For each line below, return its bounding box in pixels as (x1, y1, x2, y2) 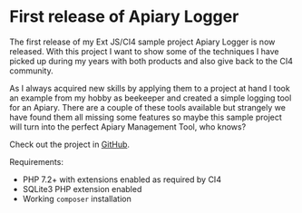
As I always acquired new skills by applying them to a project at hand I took (9, 82, 290, 93)
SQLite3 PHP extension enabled (22, 183, 142, 194)
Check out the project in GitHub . (9, 139, 130, 150)
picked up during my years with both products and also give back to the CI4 (9, 55, 293, 66)
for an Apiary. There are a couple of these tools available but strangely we (9, 102, 286, 112)
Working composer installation (22, 193, 132, 204)
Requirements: (9, 156, 63, 167)
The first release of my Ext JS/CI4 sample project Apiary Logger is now (9, 36, 276, 47)
